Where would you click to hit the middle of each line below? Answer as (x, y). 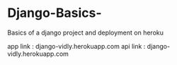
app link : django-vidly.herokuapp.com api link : (76, 46)
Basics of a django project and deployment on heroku (86, 32)
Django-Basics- (55, 13)
